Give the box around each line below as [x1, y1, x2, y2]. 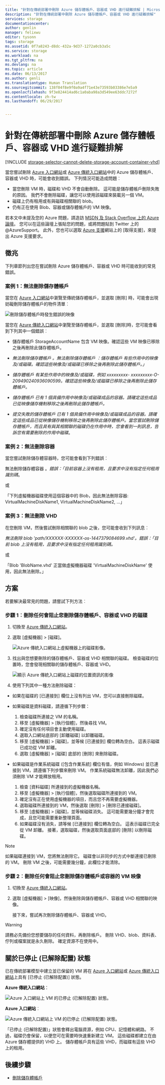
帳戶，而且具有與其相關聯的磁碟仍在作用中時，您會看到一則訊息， [21, 424, 155, 429]
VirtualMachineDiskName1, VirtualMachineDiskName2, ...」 [5, 499, 125, 505]
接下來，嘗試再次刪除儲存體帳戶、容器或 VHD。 [12, 912, 109, 918]
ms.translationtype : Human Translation [5, 80, 87, 85]
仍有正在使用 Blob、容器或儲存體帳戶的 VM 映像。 [12, 204, 114, 210]
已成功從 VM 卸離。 [19, 744, 59, 750]
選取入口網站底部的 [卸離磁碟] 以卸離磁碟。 [19, 732, 107, 738]
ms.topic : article [5, 67, 43, 72]
